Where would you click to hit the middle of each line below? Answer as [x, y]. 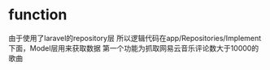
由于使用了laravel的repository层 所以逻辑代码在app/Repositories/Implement [135, 38]
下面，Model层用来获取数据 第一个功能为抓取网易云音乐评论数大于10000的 [134, 48]
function [38, 15]
